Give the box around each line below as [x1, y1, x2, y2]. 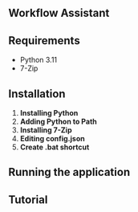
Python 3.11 [19, 55, 58, 65]
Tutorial [8, 193, 48, 206]
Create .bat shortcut [19, 142, 90, 152]
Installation [8, 87, 66, 100]
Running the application [8, 165, 131, 179]
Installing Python [19, 108, 79, 118]
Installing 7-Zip [19, 125, 72, 135]
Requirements [8, 34, 80, 47]
